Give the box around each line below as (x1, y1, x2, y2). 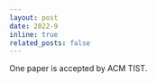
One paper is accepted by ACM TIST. (9, 63, 148, 74)
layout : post (9, 13, 59, 23)
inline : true (9, 30, 59, 39)
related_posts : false (9, 38, 91, 48)
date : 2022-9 (9, 22, 59, 31)
